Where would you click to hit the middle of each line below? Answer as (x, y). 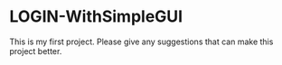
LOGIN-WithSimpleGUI (96, 17)
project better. (36, 51)
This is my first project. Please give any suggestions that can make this (141, 42)
